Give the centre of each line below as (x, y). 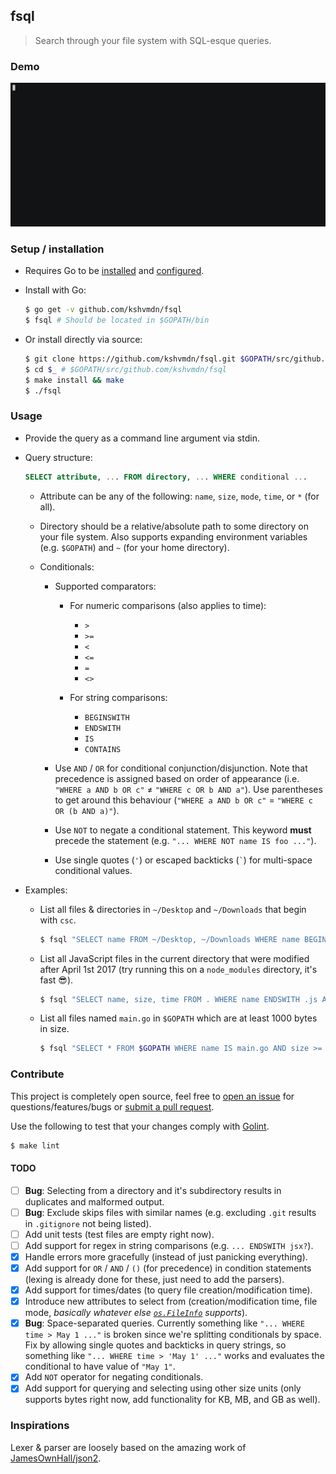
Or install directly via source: (83, 339)
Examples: (46, 890)
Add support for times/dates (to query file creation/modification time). (168, 1290)
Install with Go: (55, 290)
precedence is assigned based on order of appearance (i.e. (177, 778)
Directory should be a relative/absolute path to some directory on (174, 526)
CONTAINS (103, 749)
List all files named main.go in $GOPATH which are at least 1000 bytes (178, 1018)
